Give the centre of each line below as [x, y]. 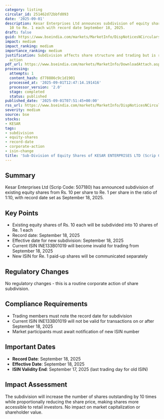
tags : [10, 128]
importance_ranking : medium [34, 51]
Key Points [22, 213]
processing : [17, 69]
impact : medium [20, 42]
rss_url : [14, 105]
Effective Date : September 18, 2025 [48, 364]
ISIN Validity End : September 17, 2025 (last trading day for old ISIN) [80, 369]
